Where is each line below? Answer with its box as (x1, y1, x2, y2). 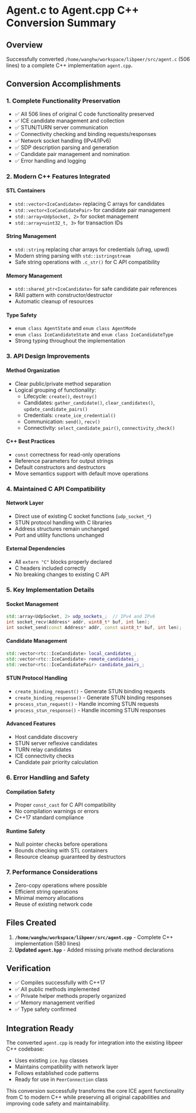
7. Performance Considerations (6, 868, 98, 876)
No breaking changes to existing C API (14, 571, 110, 578)
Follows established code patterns (14, 1070, 99, 1077)
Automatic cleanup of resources (14, 298, 94, 305)
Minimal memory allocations (14, 894, 84, 901)
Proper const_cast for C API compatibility (14, 801, 116, 808)
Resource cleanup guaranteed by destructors (14, 853, 126, 861)
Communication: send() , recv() (23, 418, 101, 425)
